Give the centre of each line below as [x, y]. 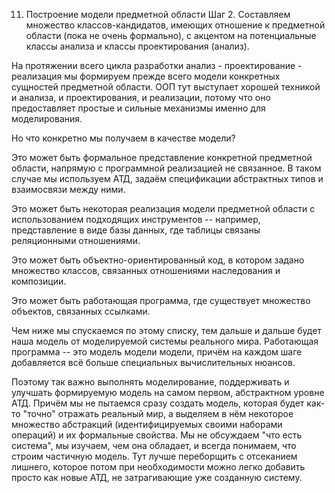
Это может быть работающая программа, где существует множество [161, 300]
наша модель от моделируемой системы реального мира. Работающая [165, 341]
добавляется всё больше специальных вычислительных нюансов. [153, 362]
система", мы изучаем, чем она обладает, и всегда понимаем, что [154, 445]
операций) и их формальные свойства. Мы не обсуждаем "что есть [157, 435]
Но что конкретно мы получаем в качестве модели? [123, 138]
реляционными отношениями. [76, 240]
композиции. [39, 281]
